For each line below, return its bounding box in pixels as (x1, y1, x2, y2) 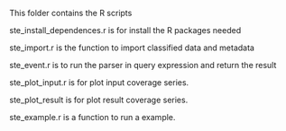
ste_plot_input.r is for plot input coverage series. (9, 77, 189, 88)
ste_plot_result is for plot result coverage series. (9, 94, 189, 105)
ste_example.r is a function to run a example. (9, 112, 176, 122)
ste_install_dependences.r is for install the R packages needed (9, 25, 242, 35)
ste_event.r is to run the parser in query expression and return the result (9, 60, 277, 70)
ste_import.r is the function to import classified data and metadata (9, 42, 255, 53)
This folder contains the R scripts (9, 8, 133, 18)
